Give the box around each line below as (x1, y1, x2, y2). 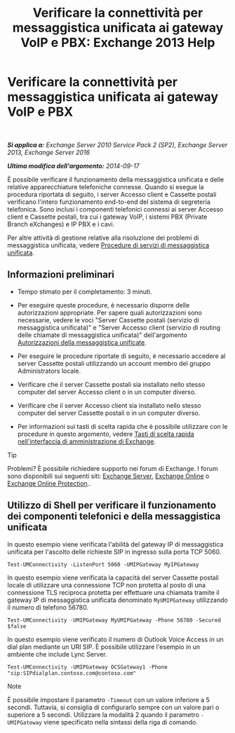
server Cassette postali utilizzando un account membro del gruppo (17, 359, 211, 367)
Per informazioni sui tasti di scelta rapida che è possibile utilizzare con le (17, 422, 228, 430)
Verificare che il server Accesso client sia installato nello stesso (17, 401, 201, 409)
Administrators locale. (17, 366, 81, 375)
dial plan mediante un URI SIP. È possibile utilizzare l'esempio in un (7, 643, 201, 651)
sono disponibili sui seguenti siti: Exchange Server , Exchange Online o (7, 472, 210, 480)
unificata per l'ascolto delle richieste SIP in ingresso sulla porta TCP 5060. (7, 547, 222, 556)
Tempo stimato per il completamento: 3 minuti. (17, 287, 152, 296)
